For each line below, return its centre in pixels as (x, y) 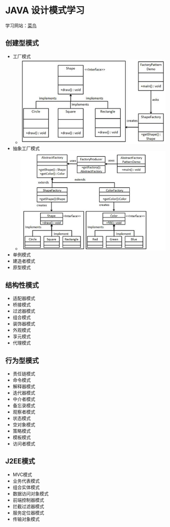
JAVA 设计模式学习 (45, 10)
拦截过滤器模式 (28, 506)
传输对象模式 (26, 519)
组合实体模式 (26, 487)
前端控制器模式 (28, 500)
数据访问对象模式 (31, 493)
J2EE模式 (20, 461)
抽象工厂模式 (26, 148)
